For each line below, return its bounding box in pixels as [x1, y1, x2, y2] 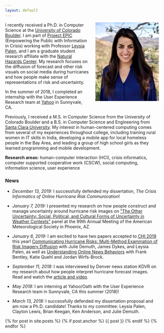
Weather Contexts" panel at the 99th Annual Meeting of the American [12, 218, 152, 224]
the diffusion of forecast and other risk [5, 64, 83, 70]
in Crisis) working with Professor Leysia [5, 43, 85, 48]
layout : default [5, 8, 38, 13]
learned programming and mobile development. [5, 145, 101, 151]
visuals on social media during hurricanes [5, 69, 89, 74]
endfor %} [5, 323, 26, 329]
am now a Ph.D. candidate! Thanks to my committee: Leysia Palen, [12, 303, 146, 309]
